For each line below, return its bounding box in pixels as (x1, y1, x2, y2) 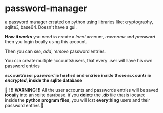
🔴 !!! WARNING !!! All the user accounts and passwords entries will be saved (5, 87, 159, 93)
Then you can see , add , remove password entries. (5, 48, 106, 54)
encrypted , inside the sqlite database (5, 77, 82, 83)
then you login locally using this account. (5, 38, 87, 44)
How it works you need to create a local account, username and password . (5, 34, 157, 39)
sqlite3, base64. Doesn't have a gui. (5, 24, 77, 30)
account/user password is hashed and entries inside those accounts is (5, 72, 152, 78)
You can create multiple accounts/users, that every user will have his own (5, 57, 153, 63)
